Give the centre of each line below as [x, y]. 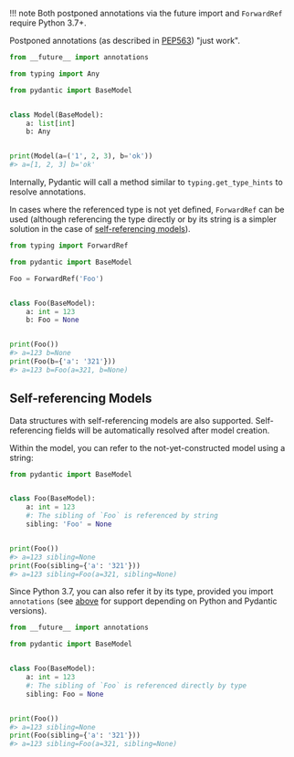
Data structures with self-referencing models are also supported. [131, 420]
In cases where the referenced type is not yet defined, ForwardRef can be [147, 210]
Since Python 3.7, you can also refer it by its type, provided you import [142, 592]
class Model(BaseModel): [57, 115]
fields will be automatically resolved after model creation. [162, 430]
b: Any [38, 131]
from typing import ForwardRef [69, 246]
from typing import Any [55, 74]
